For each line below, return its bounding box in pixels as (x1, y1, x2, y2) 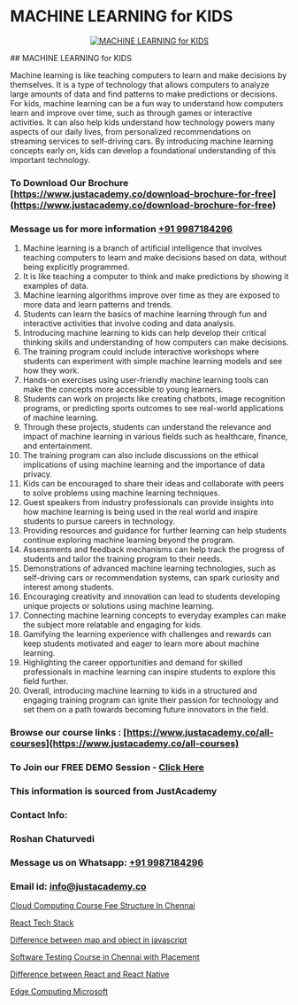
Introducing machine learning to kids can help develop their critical (22, 328, 267, 339)
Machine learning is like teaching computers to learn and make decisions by (10, 69, 287, 81)
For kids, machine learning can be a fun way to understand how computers (10, 97, 284, 108)
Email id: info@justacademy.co (10, 880, 147, 892)
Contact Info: (10, 808, 68, 821)
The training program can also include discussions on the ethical (22, 450, 259, 461)
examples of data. (22, 281, 89, 292)
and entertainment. (22, 440, 93, 451)
